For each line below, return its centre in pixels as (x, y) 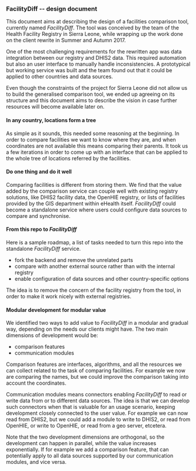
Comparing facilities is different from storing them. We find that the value (94, 184)
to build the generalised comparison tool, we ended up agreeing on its (91, 94)
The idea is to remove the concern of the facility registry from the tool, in (94, 290)
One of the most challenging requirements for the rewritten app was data (94, 52)
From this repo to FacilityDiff (42, 229)
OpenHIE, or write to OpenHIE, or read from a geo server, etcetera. (86, 426)
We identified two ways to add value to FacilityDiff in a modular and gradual (97, 323)
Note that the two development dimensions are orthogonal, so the (85, 437)
